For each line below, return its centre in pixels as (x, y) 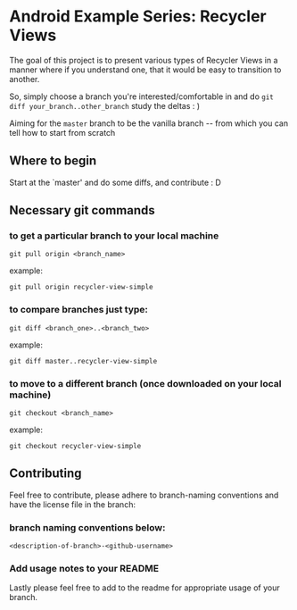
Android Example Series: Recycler (138, 17)
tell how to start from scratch (62, 132)
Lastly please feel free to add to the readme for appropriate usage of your (144, 588)
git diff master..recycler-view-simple (83, 361)
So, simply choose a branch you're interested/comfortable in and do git (141, 96)
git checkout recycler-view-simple (75, 447)
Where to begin (53, 161)
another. (25, 79)
